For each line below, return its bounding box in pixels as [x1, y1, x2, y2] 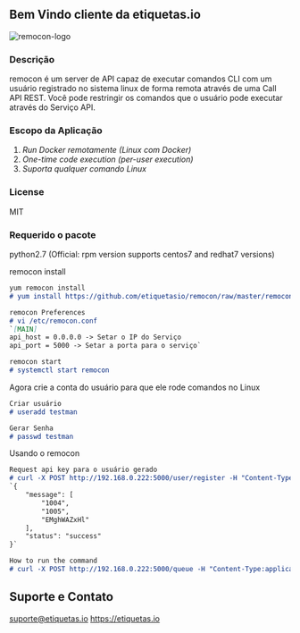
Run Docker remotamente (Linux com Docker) [21, 145, 192, 156]
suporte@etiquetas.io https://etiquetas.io [9, 612, 161, 624]
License [9, 186, 45, 198]
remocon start [9, 358, 62, 367]
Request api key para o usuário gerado [9, 465, 158, 475]
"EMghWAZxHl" [41, 515, 90, 524]
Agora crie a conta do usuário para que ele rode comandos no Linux [9, 382, 261, 392]
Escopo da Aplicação [9, 124, 103, 137]
